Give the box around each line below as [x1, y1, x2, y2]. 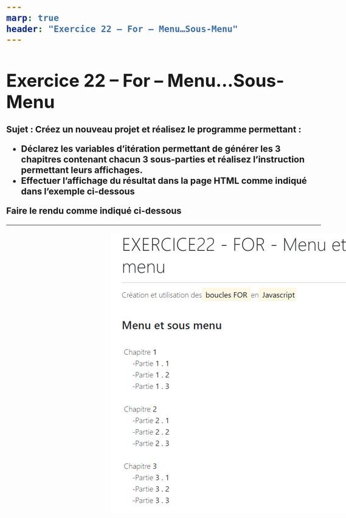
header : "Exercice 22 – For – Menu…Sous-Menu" [6, 23, 238, 34]
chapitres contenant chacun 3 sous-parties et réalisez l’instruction [21, 154, 305, 166]
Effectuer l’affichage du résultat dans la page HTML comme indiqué [21, 175, 308, 187]
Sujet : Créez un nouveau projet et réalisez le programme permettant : [6, 124, 302, 135]
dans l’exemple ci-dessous [21, 186, 136, 197]
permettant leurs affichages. [21, 164, 143, 176]
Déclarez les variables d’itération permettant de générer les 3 [21, 143, 281, 155]
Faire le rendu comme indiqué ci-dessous [6, 205, 182, 217]
